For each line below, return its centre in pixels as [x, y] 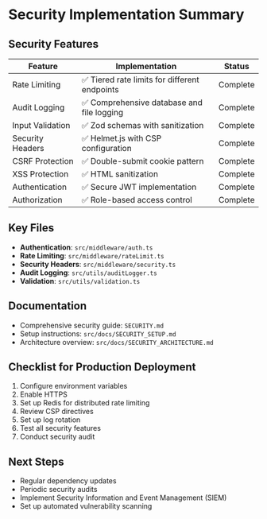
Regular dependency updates [68, 481]
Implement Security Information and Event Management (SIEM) [123, 498]
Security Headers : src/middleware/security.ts [98, 264]
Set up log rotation [50, 420]
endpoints [100, 89]
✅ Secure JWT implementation [139, 187]
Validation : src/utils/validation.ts [80, 281]
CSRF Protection [43, 161]
